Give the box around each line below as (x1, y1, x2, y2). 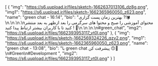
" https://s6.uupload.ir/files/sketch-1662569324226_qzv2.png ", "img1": (5, 35, 146, 40)
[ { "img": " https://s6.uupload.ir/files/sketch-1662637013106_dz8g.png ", (5, 4, 149, 10)
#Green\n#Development (5, 51, 57, 56)
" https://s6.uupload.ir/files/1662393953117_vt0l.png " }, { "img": (5, 30, 130, 36)
